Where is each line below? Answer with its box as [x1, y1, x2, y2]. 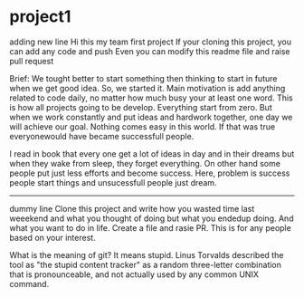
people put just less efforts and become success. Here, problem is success [9, 168, 290, 178]
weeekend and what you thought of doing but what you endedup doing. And [9, 213, 294, 224]
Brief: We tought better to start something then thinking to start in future [9, 72, 278, 83]
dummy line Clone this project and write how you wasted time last [9, 203, 255, 214]
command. [9, 278, 50, 289]
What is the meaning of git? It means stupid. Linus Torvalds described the [9, 249, 284, 260]
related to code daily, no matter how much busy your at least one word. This [9, 92, 294, 103]
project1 [9, 6, 71, 27]
